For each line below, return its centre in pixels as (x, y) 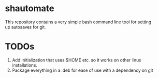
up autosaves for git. (25, 27)
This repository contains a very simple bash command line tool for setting (78, 22)
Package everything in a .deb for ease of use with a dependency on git (82, 70)
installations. (25, 65)
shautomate (30, 8)
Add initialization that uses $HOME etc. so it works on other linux (77, 60)
